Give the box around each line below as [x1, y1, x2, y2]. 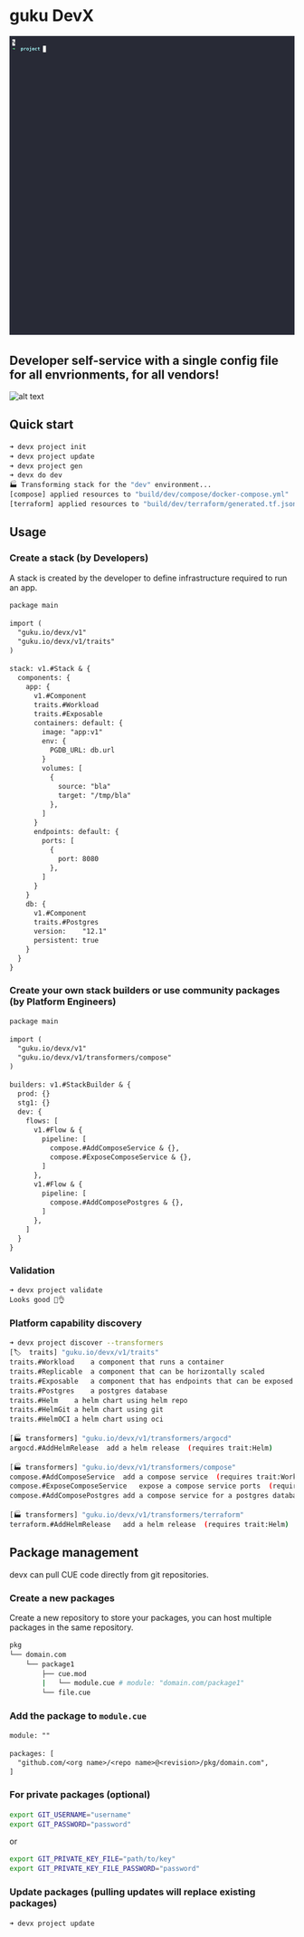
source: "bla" [57, 782, 111, 791]
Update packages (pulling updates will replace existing [9, 1885, 256, 1898]
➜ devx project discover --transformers [9, 1338, 165, 1347]
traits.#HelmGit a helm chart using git [9, 1405, 165, 1414]
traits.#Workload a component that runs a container [9, 1357, 224, 1367]
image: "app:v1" [42, 727, 103, 736]
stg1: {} [17, 1098, 51, 1108]
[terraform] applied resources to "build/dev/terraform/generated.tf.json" [9, 500, 301, 509]
